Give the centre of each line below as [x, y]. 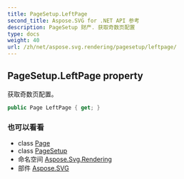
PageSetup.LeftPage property [76, 76]
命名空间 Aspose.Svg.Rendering [65, 159]
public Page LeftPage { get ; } [54, 108]
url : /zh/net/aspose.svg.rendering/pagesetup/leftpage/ [92, 47]
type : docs [24, 34]
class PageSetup [42, 150]
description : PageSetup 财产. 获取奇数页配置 [71, 27]
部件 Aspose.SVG [43, 168]
